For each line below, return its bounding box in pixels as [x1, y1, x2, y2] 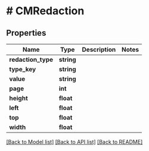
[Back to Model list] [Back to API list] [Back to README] [6, 139, 143, 145]
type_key [9, 65, 36, 73]
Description [82, 46, 116, 54]
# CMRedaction [6, 4, 85, 18]
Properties [6, 28, 46, 38]
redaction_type [9, 55, 54, 64]
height [9, 94, 28, 102]
